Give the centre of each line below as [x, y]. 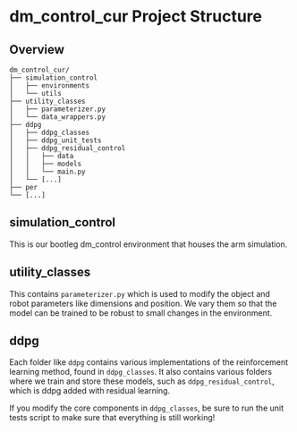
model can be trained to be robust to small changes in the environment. [141, 313]
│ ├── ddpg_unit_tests [55, 140]
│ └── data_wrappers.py [57, 117]
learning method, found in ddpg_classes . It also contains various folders [141, 372]
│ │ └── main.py [48, 172]
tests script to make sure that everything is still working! [112, 418]
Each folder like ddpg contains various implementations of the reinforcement [149, 362]
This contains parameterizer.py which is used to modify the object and [140, 293]
